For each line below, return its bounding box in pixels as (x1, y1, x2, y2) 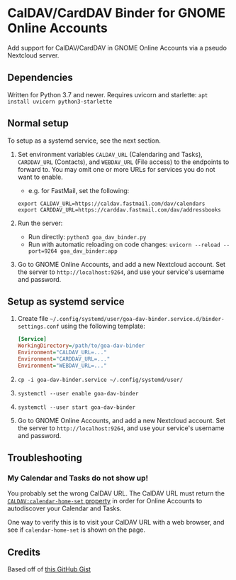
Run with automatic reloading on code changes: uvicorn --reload (28, 240, 221, 248)
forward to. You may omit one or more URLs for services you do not (17, 165, 215, 173)
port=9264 (28, 247, 58, 255)
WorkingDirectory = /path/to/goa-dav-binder (17, 342, 145, 349)
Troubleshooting (7, 452, 83, 464)
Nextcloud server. (7, 51, 60, 60)
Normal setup (7, 117, 69, 129)
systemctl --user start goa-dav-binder (17, 403, 136, 411)
